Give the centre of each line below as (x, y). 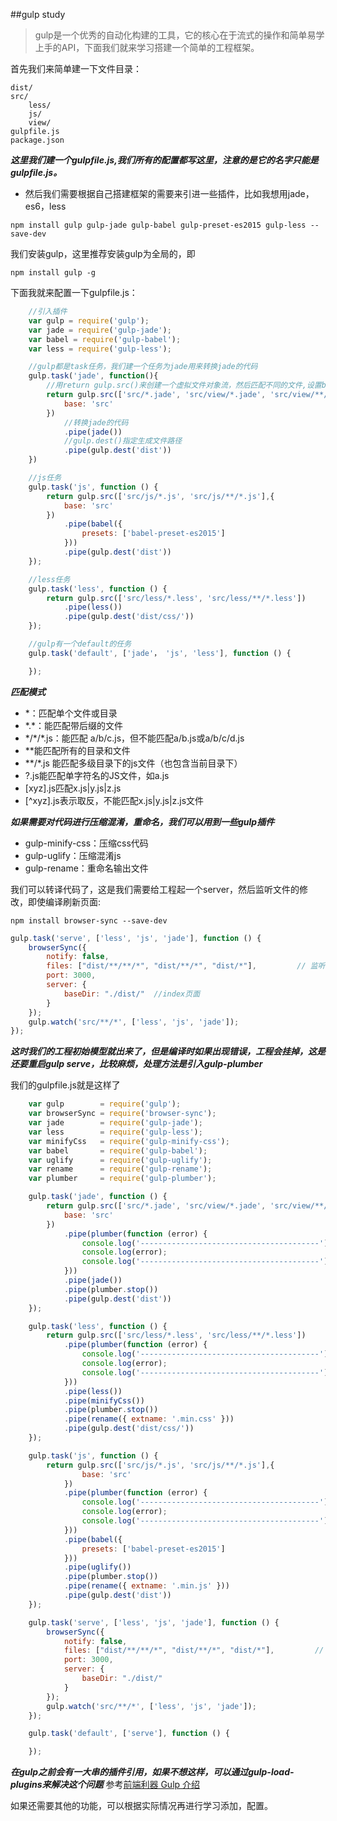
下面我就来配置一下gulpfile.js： (74, 292)
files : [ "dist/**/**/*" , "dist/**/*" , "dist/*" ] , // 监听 (186, 966)
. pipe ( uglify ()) (97, 1567)
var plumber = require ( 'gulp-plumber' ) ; (122, 1179)
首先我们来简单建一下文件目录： (76, 68)
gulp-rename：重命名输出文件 (86, 868)
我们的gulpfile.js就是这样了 (65, 1085)
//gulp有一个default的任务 (80, 644)
